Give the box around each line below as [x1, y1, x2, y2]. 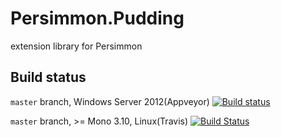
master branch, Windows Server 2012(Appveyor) [10, 95, 210, 107]
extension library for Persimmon [10, 40, 143, 52]
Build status [10, 69, 87, 86]
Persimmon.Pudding [10, 7, 185, 30]
